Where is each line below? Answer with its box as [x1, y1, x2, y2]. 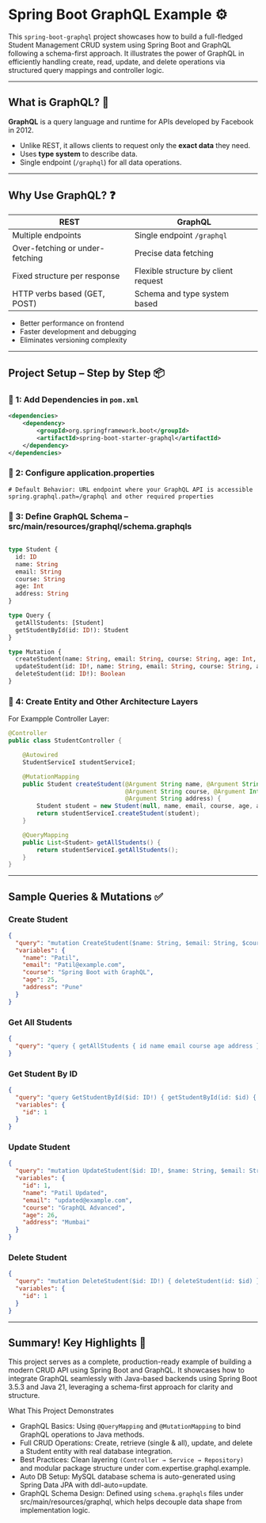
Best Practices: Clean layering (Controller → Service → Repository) [19, 1455, 244, 1464]
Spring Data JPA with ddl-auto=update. [19, 1480, 148, 1490]
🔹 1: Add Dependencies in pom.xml [8, 394, 139, 405]
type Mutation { [8, 648, 62, 656]
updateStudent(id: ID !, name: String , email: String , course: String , [15, 663, 253, 671]
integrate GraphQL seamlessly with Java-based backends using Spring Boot [8, 1374, 257, 1384]
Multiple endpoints [12, 230, 82, 241]
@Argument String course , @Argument [125, 787, 246, 795]
